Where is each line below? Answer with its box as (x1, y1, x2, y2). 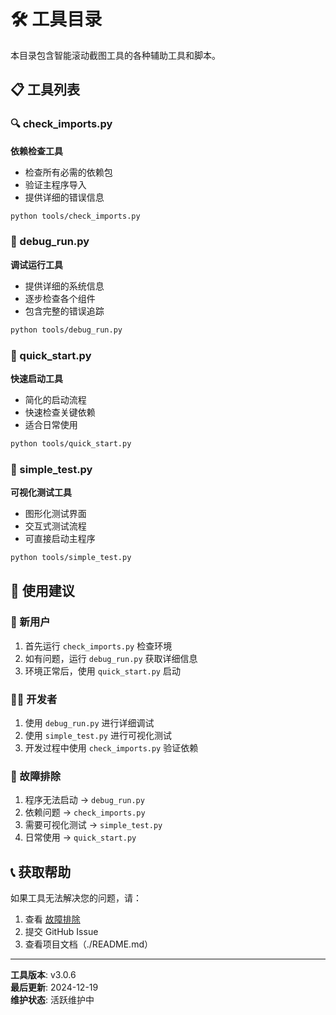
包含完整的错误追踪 (24, 305, 105, 317)
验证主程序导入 (24, 178, 87, 190)
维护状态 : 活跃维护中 (10, 994, 95, 1006)
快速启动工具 (10, 372, 63, 384)
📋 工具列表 (10, 81, 81, 99)
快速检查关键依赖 (24, 406, 96, 418)
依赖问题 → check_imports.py (24, 806, 146, 819)
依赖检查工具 (10, 145, 63, 157)
